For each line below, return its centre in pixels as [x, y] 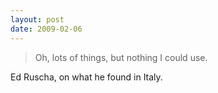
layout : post [37, 19]
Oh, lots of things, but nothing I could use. [121, 57]
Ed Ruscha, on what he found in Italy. [86, 77]
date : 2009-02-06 [46, 29]
